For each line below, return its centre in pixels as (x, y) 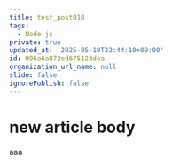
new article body (72, 127)
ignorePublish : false (49, 83)
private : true (35, 42)
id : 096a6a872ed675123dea (57, 59)
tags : (19, 26)
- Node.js (35, 34)
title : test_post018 (47, 17)
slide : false (33, 75)
